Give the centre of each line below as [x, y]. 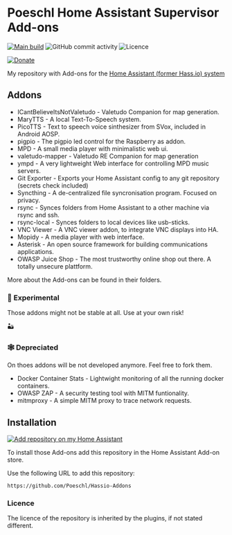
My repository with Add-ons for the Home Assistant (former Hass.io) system [116, 73]
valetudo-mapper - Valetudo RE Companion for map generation [108, 156]
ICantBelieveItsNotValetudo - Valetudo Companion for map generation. [118, 111]
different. [20, 526]
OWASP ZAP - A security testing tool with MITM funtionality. [103, 393]
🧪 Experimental [34, 298]
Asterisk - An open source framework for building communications [112, 244]
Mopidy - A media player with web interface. [81, 237]
